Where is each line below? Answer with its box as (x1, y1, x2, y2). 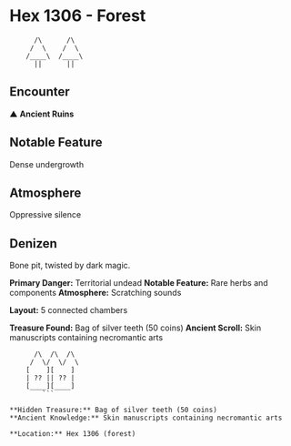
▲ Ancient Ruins (9, 108, 75, 119)
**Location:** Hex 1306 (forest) (9, 430, 136, 439)
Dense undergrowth (9, 158, 85, 169)
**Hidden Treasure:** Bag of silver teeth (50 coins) (9, 406, 218, 415)
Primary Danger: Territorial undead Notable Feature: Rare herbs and (9, 278, 268, 289)
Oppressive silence (9, 209, 82, 220)
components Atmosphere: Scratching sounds (9, 288, 182, 299)
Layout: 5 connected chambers (9, 305, 128, 316)
